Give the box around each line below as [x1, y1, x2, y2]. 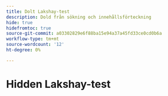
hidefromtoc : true [6, 25, 51, 31]
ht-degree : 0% [6, 47, 41, 53]
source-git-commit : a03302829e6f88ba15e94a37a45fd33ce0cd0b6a [6, 31, 162, 37]
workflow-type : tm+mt [6, 36, 60, 42]
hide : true [6, 19, 33, 25]
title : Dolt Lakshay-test [6, 8, 70, 15]
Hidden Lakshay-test [6, 77, 111, 91]
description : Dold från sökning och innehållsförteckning [6, 14, 151, 20]
